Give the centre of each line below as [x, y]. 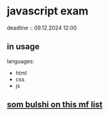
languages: [21, 61]
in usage [23, 47]
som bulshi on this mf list [55, 104]
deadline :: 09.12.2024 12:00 [42, 28]
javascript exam [48, 11]
